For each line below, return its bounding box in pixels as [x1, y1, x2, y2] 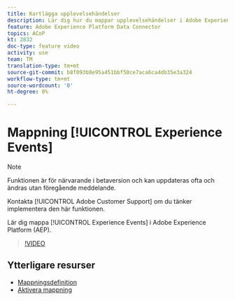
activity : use [7, 50, 49, 57]
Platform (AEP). [7, 225, 52, 234]
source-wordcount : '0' [7, 82, 73, 89]
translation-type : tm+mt [7, 62, 80, 69]
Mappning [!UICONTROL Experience [7, 125, 222, 141]
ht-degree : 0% [7, 88, 49, 95]
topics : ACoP [7, 29, 45, 37]
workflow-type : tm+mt [7, 75, 71, 83]
